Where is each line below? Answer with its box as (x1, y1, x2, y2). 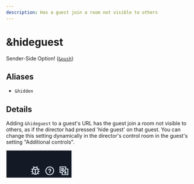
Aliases (6, 71, 34, 81)
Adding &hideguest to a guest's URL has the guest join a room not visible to (6, 120, 187, 127)
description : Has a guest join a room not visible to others (6, 9, 158, 15)
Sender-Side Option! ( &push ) (6, 54, 74, 62)
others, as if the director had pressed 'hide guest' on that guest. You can (6, 126, 181, 133)
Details (6, 104, 32, 114)
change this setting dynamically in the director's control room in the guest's (6, 132, 188, 139)
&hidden (14, 88, 33, 94)
